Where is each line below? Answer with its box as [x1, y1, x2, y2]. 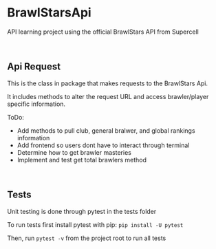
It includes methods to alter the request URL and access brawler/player [7, 92, 209, 100]
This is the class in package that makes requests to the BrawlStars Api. [7, 79, 208, 87]
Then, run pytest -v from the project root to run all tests [7, 234, 166, 242]
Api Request [7, 61, 61, 73]
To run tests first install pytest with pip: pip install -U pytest [7, 220, 184, 228]
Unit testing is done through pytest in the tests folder [7, 207, 157, 215]
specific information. [7, 100, 66, 108]
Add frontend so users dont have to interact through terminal [17, 141, 190, 149]
